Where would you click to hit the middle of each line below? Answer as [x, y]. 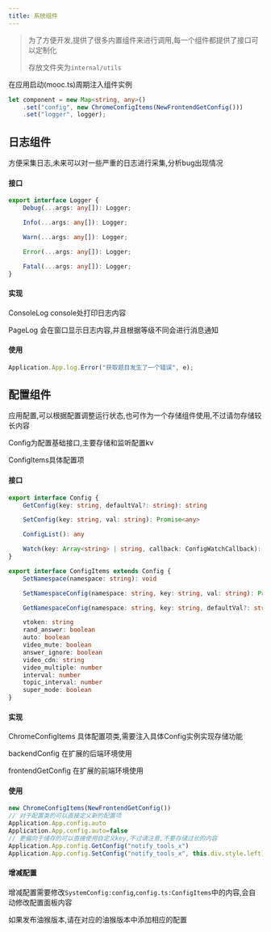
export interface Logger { [54, 200]
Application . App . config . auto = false [68, 831]
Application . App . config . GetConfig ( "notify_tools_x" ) [99, 846]
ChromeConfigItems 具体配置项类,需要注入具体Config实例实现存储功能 [126, 736]
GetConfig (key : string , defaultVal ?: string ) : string [115, 505]
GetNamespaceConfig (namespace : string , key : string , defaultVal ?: [137, 608]
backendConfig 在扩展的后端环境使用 [70, 753]
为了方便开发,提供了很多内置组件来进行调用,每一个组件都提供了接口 [140, 40]
